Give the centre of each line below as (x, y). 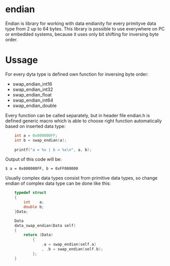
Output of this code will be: (33, 159)
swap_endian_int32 (33, 89)
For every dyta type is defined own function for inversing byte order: (77, 74)
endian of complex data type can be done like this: (58, 183)
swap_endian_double (35, 106)
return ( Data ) (38, 235)
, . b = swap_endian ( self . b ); (72, 249)
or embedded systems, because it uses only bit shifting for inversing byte (82, 34)
